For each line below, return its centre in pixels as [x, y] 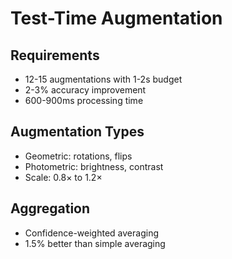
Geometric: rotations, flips [78, 156]
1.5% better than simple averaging [95, 243]
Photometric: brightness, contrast [94, 166]
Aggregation [50, 208]
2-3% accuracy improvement [85, 90]
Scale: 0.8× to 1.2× [63, 177]
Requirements [55, 55]
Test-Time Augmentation [116, 18]
